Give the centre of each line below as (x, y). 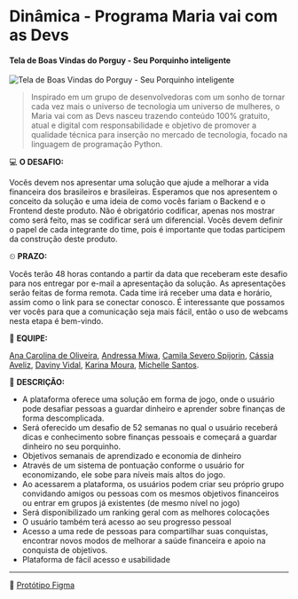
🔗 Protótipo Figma (42, 585)
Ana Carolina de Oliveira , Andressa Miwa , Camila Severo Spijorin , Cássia (141, 356)
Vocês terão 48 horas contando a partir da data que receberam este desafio (149, 274)
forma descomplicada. (63, 418)
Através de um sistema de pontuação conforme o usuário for (133, 465)
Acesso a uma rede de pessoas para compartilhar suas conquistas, (145, 532)
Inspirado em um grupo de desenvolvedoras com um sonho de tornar (158, 97)
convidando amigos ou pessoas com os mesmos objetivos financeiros (150, 493)
